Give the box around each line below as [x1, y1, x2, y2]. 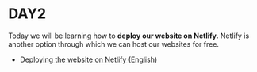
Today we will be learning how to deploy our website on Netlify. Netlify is [8, 31, 250, 40]
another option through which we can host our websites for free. [8, 39, 220, 48]
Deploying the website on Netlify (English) [19, 55, 158, 64]
